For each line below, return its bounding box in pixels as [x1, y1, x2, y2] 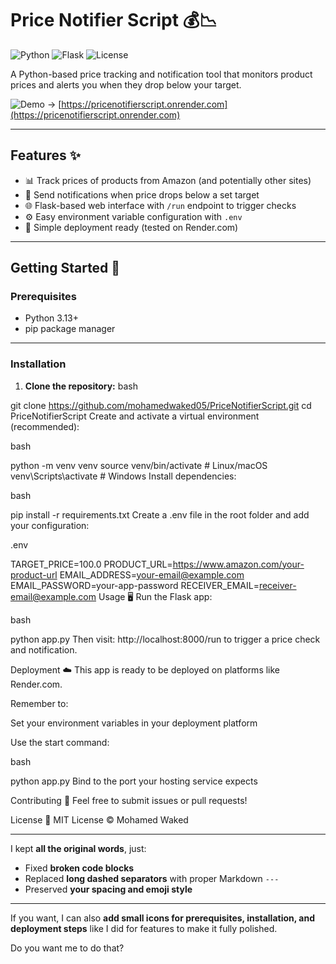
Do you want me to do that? [10, 942, 125, 954]
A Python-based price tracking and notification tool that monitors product [10, 68, 313, 80]
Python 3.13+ [24, 312, 80, 324]
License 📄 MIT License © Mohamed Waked [10, 813, 189, 826]
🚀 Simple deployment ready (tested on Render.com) [24, 221, 239, 233]
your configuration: [10, 519, 90, 531]
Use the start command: [10, 736, 110, 748]
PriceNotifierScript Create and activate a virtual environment [10, 410, 260, 422]
